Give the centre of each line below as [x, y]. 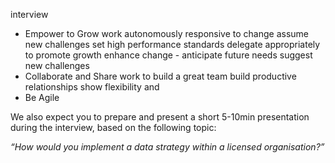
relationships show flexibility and [92, 87]
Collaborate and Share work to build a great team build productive [160, 76]
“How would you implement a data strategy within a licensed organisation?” [167, 147]
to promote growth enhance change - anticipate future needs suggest [168, 55]
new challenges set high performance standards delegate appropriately [172, 44]
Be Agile [42, 97]
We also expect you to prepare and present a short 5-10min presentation [160, 117]
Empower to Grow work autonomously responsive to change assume [167, 33]
